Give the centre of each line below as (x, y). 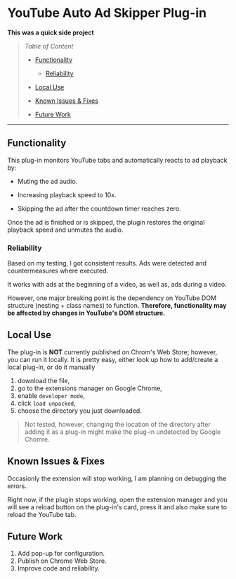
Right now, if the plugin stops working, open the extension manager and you (118, 499)
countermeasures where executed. (58, 271)
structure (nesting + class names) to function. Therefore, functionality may (117, 306)
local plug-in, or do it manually (51, 367)
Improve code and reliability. (58, 568)
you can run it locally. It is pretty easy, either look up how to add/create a (113, 359)
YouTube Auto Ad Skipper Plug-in (107, 13)
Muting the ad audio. (47, 181)
